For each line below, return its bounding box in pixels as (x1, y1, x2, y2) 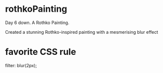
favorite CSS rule (5, 47, 77, 57)
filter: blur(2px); (5, 62, 37, 68)
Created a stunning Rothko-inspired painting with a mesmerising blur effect (5, 29, 159, 35)
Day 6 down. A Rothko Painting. (5, 20, 70, 25)
